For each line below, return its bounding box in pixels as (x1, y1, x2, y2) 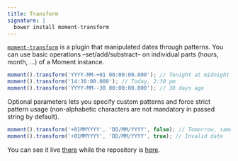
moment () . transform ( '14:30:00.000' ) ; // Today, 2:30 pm (7, 78, 176, 85)
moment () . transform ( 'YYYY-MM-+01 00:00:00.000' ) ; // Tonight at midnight (7, 71, 230, 78)
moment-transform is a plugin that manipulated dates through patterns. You (7, 43, 224, 52)
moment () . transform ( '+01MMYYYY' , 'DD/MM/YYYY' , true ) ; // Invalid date (7, 132, 223, 140)
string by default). (7, 112, 59, 121)
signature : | (7, 17, 46, 24)
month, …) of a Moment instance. (7, 58, 105, 66)
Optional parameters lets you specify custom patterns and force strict (7, 97, 211, 106)
